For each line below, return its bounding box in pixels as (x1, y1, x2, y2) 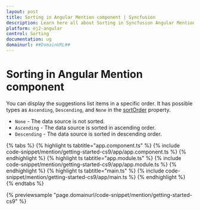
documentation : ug (6, 36, 52, 42)
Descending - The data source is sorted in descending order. (14, 130, 162, 137)
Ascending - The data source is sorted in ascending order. (14, 124, 156, 131)
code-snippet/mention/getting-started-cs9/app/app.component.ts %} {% (6, 148, 186, 155)
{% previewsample (6, 191, 52, 198)
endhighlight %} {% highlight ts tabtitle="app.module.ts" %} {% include (6, 154, 182, 161)
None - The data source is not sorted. (14, 117, 105, 125)
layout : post (6, 8, 39, 15)
